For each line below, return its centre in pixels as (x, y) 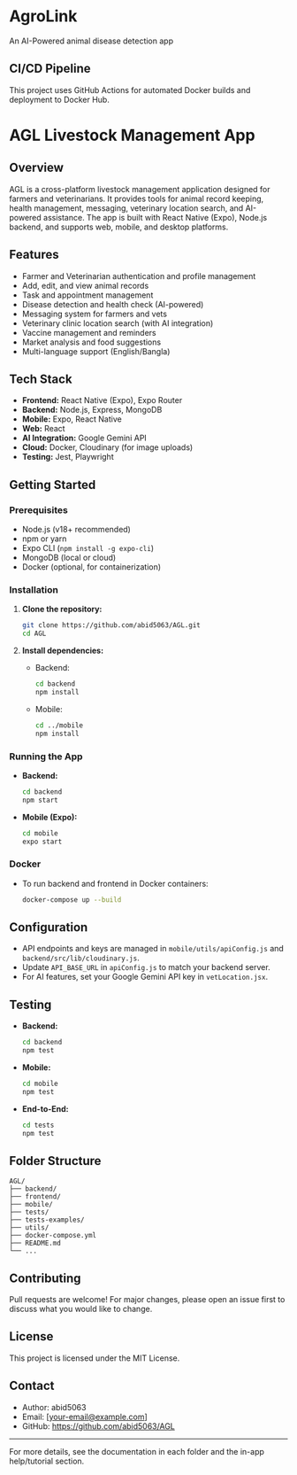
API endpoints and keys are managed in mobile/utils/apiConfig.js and (153, 949)
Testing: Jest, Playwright (68, 457)
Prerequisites (38, 509)
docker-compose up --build (72, 900)
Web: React (43, 429)
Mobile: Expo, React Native (72, 419)
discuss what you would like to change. (81, 1309)
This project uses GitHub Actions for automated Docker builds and (130, 89)
